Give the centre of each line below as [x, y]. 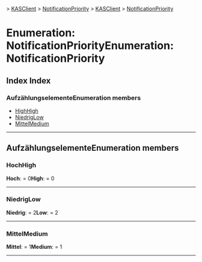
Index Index [29, 81]
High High [27, 111]
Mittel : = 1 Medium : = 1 [34, 247]
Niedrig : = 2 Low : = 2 [32, 212]
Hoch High [21, 165]
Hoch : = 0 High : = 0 [30, 178]
